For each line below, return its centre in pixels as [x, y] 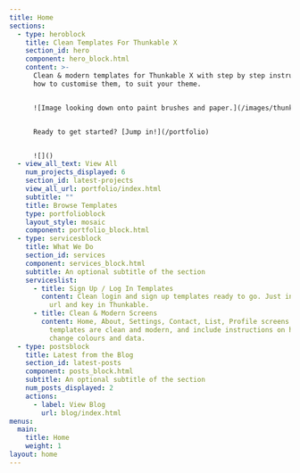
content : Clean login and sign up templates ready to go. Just [161, 297]
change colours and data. [97, 338]
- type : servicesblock [59, 239]
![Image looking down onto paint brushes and [119, 108]
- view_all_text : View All [67, 164]
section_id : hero [58, 51]
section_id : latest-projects [79, 181]
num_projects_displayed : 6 [75, 172]
